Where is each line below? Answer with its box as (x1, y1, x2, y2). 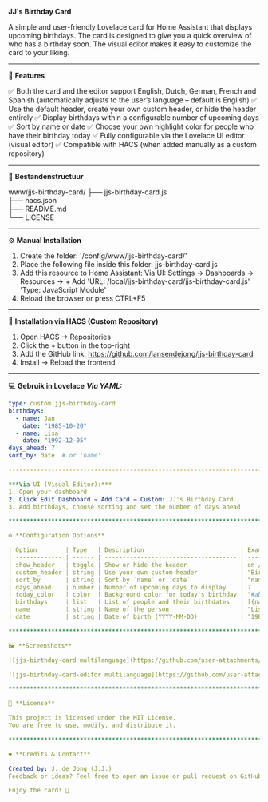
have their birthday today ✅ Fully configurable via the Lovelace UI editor (8, 131, 245, 140)
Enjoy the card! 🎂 (8, 787, 69, 795)
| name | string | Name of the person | (8, 605, 245, 614)
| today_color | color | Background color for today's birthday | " (8, 591, 251, 599)
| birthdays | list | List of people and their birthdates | (8, 598, 245, 606)
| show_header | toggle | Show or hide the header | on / (8, 561, 262, 569)
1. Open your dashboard (8, 488, 88, 496)
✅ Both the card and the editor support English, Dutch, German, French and (8, 86, 257, 95)
